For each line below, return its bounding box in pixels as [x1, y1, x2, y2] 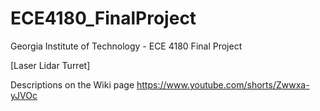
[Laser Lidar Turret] [10, 59, 91, 71]
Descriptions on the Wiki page [10, 78, 135, 91]
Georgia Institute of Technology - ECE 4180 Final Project [10, 40, 243, 52]
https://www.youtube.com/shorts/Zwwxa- [136, 78, 310, 91]
